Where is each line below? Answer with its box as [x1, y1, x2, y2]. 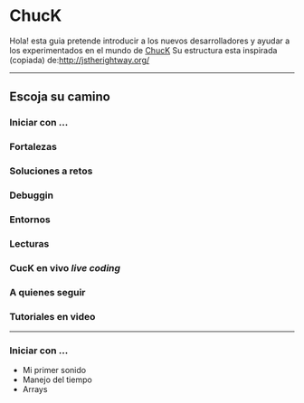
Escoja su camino [9, 89, 110, 105]
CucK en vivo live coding [9, 261, 120, 274]
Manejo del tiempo [22, 374, 92, 385]
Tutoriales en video [9, 310, 96, 323]
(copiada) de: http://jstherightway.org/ [9, 54, 150, 65]
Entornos [9, 213, 52, 226]
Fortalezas [9, 141, 57, 154]
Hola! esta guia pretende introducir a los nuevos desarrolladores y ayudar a [9, 35, 290, 46]
